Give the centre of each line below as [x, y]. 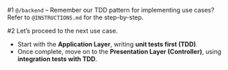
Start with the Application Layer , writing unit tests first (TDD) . [107, 44]
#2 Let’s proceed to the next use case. [63, 31]
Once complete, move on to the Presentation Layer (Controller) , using [119, 52]
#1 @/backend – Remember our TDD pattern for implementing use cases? [111, 10]
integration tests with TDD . [57, 59]
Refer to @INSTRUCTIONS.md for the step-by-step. [76, 17]
